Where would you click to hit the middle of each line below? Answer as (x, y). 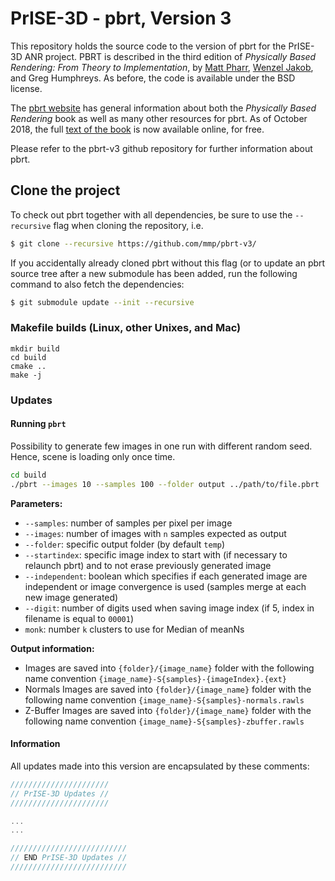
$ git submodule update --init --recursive (102, 302)
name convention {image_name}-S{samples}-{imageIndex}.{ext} (156, 678)
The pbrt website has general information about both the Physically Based (163, 108)
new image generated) (71, 597)
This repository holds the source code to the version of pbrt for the (148, 46)
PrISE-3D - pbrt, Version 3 (121, 18)
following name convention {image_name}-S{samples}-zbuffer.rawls (164, 721)
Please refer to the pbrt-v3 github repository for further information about (161, 148)
